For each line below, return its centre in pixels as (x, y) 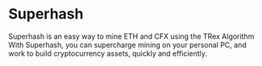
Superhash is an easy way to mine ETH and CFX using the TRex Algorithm (131, 36)
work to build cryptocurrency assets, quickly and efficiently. (108, 53)
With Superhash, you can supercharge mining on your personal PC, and (128, 44)
